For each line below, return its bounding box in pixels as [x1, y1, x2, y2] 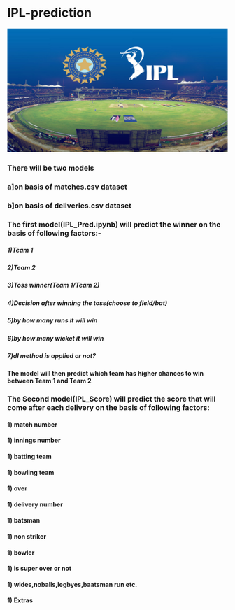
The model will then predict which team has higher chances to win [7, 369, 204, 378]
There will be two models [7, 163, 94, 173]
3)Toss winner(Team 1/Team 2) [7, 281, 100, 290]
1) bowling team [7, 468, 55, 476]
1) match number [7, 420, 58, 428]
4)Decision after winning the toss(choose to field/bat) [7, 299, 168, 307]
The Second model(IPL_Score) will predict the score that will [7, 394, 216, 404]
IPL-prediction [7, 5, 92, 21]
